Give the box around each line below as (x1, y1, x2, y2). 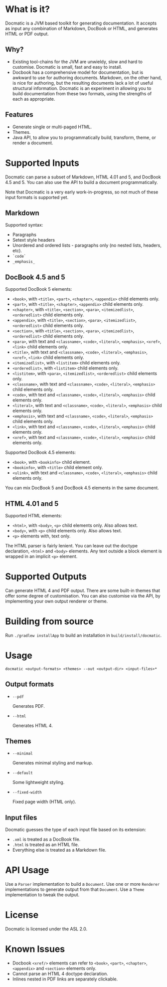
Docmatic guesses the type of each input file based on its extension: (5, 827, 146, 833)
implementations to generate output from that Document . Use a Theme (5, 886, 145, 893)
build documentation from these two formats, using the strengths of (12, 90, 152, 96)
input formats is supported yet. (5, 194, 69, 200)
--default (12, 770, 33, 775)
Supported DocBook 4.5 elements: (5, 450, 76, 456)
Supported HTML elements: (5, 512, 62, 518)
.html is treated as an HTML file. (12, 842, 79, 848)
